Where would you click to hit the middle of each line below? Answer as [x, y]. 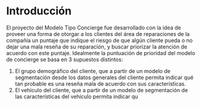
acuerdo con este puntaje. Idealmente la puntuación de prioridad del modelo [101, 53]
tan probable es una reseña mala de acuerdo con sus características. [100, 84]
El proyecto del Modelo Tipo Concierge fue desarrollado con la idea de [94, 28]
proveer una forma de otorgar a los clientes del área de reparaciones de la [98, 34]
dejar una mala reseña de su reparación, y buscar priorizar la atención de [97, 47]
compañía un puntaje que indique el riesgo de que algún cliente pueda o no [100, 40]
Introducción [39, 11]
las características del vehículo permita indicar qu [76, 96]
